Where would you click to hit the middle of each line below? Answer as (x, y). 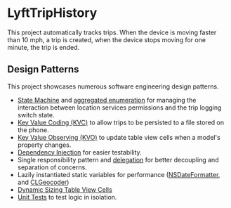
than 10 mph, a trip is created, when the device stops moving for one (106, 39)
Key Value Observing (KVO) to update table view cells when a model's (119, 137)
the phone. (33, 130)
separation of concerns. (52, 167)
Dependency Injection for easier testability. (79, 152)
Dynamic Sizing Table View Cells (65, 189)
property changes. (44, 145)
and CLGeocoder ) (43, 182)
